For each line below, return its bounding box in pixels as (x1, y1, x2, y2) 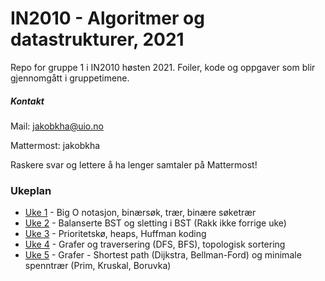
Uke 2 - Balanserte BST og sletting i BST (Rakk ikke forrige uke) (24, 217, 287, 229)
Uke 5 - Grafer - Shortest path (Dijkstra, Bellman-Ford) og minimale (24, 249, 302, 261)
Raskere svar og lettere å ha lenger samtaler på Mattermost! (10, 158, 258, 171)
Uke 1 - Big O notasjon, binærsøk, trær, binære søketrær (24, 207, 257, 219)
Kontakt (10, 95, 45, 107)
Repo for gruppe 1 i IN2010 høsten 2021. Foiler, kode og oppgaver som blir (10, 61, 316, 73)
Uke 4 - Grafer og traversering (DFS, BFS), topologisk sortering (24, 238, 286, 251)
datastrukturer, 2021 (10, 28, 185, 51)
